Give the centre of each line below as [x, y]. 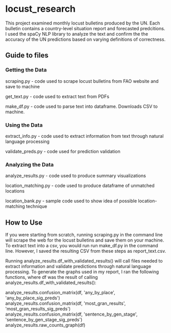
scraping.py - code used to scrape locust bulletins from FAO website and [82, 81]
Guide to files [27, 55]
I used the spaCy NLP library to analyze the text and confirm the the [77, 34]
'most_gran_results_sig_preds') [38, 309]
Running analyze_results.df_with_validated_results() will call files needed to [84, 261]
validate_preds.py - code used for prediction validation [63, 151]
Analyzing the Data [30, 164]
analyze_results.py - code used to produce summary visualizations [76, 176]
